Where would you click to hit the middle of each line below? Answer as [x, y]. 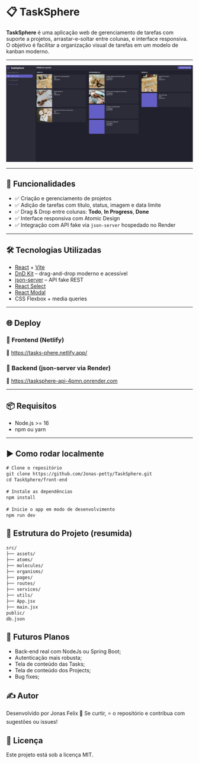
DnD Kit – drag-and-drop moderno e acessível [71, 274]
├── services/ [24, 589]
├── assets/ [21, 554]
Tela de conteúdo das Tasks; [50, 664]
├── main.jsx [22, 607]
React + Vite [30, 267]
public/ [16, 613]
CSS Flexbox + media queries [51, 299]
